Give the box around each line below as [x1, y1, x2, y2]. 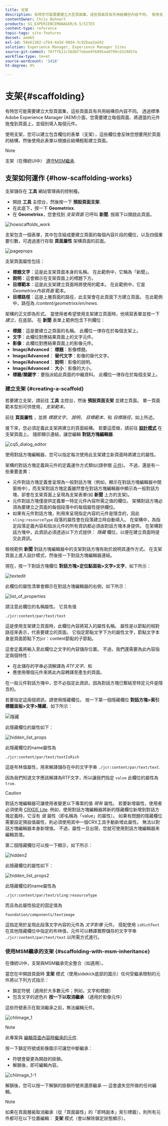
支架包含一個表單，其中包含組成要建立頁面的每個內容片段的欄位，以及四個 [5, 231, 158, 238]
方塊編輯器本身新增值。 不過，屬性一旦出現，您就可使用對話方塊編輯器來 [9, 825, 160, 831]
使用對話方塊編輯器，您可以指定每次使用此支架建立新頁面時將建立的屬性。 [5, 451, 158, 458]
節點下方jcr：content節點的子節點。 [22, 636, 96, 642]
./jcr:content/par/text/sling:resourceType [5, 893, 97, 898]
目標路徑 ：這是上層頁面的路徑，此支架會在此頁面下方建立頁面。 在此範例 [12, 294, 163, 300]
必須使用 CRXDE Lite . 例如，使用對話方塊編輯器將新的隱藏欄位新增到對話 [5, 807, 155, 813]
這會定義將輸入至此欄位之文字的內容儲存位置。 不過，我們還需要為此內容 [5, 646, 155, 652]
